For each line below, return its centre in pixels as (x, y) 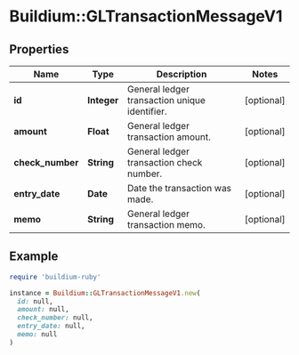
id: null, (35, 301)
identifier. (147, 111)
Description (182, 74)
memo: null (37, 335)
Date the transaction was (180, 188)
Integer (103, 100)
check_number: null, (55, 318)
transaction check (165, 162)
